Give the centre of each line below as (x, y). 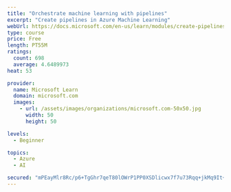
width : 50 (39, 115)
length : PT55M (27, 45)
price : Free (24, 39)
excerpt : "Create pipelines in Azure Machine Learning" (89, 20)
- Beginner (29, 140)
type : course (26, 33)
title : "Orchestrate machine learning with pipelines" (87, 13)
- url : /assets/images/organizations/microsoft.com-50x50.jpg (110, 109)
